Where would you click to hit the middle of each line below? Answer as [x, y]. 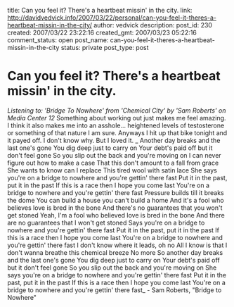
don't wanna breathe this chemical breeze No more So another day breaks [115, 252]
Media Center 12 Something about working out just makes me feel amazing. [117, 118]
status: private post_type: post [105, 48]
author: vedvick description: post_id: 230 [153, 25]
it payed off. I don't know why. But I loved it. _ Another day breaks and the [114, 140]
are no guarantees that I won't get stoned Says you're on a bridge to [106, 223]
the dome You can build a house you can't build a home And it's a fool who [116, 200]
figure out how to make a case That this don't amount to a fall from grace [113, 163]
